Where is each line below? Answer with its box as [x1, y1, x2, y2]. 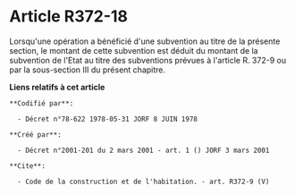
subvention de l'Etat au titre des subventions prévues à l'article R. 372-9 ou [9, 55, 287, 65]
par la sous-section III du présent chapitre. [9, 64, 166, 75]
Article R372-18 [9, 6, 128, 27]
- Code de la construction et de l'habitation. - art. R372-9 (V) [17, 177, 270, 186]
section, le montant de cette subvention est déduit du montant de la [9, 45, 258, 55]
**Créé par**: [9, 130, 63, 139]
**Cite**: [9, 161, 46, 171]
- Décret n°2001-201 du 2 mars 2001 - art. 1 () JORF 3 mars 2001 [17, 146, 270, 155]
